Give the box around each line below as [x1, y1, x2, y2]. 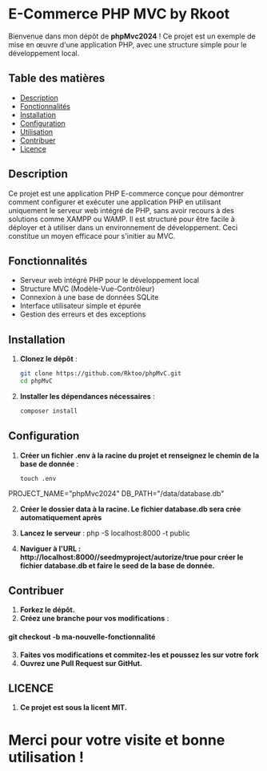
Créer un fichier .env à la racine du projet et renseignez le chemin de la [19, 450, 260, 460]
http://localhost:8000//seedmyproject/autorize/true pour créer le [19, 552, 244, 562]
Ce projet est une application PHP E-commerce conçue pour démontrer [8, 188, 244, 198]
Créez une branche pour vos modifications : [19, 614, 169, 624]
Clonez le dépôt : [19, 354, 78, 364]
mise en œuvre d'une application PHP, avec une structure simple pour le [8, 39, 247, 49]
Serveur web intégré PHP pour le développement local [19, 276, 200, 285]
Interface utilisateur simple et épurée [19, 301, 141, 311]
